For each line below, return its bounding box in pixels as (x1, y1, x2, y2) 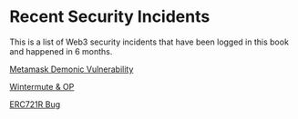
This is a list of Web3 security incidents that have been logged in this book (9, 36, 290, 47)
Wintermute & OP (9, 81, 75, 92)
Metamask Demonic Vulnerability (9, 64, 134, 74)
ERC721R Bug (9, 98, 61, 110)
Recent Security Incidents (9, 6, 211, 27)
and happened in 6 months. (9, 45, 113, 56)
